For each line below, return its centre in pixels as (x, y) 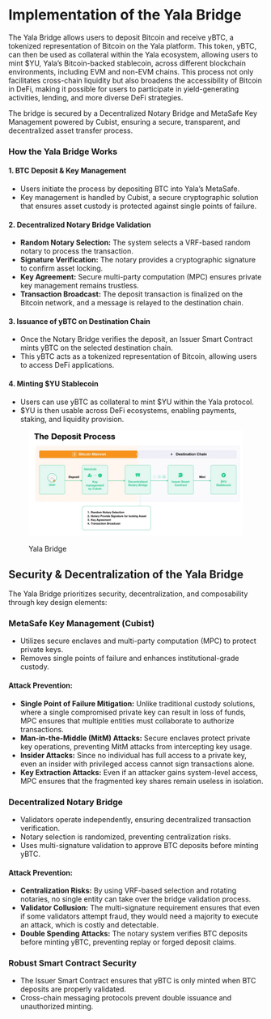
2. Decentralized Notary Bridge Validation (80, 224)
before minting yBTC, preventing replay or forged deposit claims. (128, 942)
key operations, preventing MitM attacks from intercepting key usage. (136, 746)
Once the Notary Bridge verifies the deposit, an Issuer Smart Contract (136, 339)
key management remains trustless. (79, 286)
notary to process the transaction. (76, 251)
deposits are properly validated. (73, 989)
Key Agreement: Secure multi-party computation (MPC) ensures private (141, 277)
